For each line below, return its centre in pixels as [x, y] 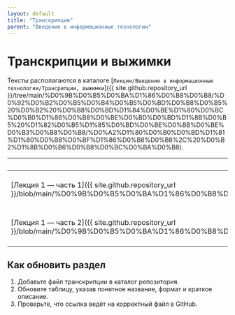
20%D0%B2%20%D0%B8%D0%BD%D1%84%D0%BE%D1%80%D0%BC [115, 110]
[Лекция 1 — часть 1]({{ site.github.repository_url [93, 185]
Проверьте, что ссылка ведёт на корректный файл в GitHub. [107, 304]
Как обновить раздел [57, 265]
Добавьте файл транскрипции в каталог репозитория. [98, 282]
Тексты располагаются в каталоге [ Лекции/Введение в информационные [111, 80]
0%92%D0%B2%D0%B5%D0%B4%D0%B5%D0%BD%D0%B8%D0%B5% [117, 103]
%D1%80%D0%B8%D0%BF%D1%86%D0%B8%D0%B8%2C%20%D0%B [116, 140]
